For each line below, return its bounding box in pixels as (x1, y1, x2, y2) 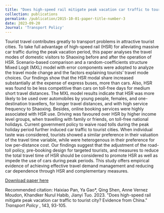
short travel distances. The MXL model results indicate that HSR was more (5, 91, 155, 97)
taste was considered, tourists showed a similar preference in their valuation (5, 132, 159, 138)
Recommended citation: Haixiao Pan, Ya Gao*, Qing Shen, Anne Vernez (5, 187, 148, 193)
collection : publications (5, 12, 58, 17)
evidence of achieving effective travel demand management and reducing (5, 163, 154, 169)
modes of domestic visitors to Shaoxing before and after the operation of (5, 54, 152, 60)
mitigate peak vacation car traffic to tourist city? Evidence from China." (5, 197, 148, 203)
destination (5, 101, 28, 107)
